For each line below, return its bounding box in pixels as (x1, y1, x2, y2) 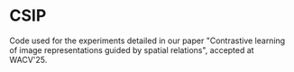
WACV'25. (9, 54, 48, 65)
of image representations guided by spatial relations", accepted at (9, 44, 254, 55)
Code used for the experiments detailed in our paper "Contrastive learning (9, 35, 286, 46)
